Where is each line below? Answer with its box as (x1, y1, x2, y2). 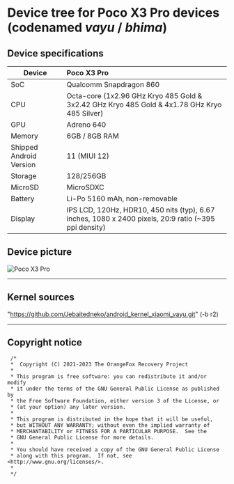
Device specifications (7, 47, 104, 59)
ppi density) (66, 223, 106, 232)
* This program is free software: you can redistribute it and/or (10, 373, 208, 380)
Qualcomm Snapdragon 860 (66, 80, 160, 89)
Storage (10, 171, 37, 180)
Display (10, 214, 36, 224)
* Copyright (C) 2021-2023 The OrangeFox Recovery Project (10, 361, 189, 368)
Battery (10, 194, 35, 203)
